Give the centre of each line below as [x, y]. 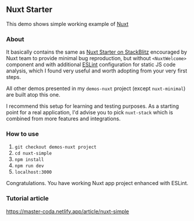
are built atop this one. [33, 95]
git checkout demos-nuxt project [56, 147]
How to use [23, 134]
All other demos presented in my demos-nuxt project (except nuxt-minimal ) [96, 88]
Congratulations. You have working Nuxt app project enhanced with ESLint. [97, 183]
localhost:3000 [33, 172]
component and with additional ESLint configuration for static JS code [91, 65]
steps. [14, 77]
